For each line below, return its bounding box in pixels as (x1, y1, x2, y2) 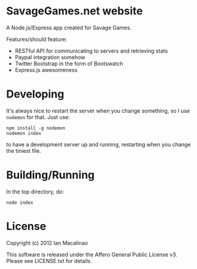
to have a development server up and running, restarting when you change (6, 141, 191, 148)
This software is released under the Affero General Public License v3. (6, 250, 178, 258)
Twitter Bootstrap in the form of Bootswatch (14, 60, 123, 67)
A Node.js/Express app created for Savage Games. (6, 24, 132, 31)
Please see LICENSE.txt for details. (6, 257, 92, 264)
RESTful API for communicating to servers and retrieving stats (14, 47, 168, 55)
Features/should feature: (6, 35, 67, 43)
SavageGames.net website (6, 4, 143, 18)
